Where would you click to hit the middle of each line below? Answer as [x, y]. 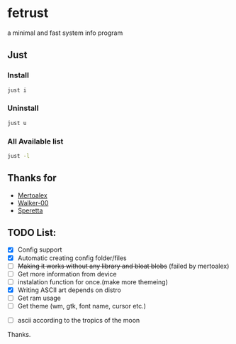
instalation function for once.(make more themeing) [93, 281]
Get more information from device [67, 274]
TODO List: [32, 233]
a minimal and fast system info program [65, 33]
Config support [40, 249]
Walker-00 [33, 203]
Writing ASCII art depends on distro [69, 290]
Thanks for [32, 178]
